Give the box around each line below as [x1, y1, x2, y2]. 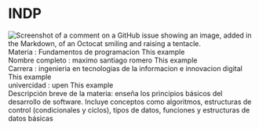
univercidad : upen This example [8, 80, 114, 90]
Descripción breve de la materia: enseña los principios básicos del [8, 88, 223, 98]
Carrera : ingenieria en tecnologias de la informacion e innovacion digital [8, 63, 243, 73]
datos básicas [8, 113, 53, 123]
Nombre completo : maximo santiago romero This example [8, 56, 198, 65]
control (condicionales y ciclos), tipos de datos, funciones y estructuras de [8, 105, 250, 114]
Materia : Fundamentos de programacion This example [8, 47, 185, 56]
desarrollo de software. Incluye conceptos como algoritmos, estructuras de [8, 97, 252, 106]
